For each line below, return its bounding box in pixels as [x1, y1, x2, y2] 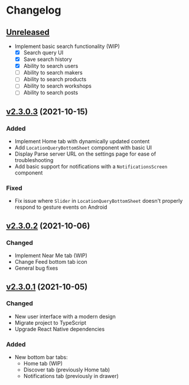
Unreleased [6, 27, 50, 37]
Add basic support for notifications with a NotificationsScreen [14, 163, 168, 170]
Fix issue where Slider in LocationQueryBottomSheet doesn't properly [14, 198, 183, 205]
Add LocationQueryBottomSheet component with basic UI [14, 144, 152, 151]
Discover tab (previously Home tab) [23, 366, 110, 373]
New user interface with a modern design [14, 313, 116, 320]
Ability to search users [23, 63, 79, 70]
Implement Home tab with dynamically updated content [14, 138, 150, 145]
